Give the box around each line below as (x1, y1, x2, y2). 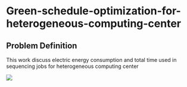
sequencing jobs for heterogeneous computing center (6, 63, 139, 70)
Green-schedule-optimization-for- (6, 4, 182, 18)
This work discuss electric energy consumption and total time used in (6, 57, 177, 63)
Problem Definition (6, 41, 77, 51)
